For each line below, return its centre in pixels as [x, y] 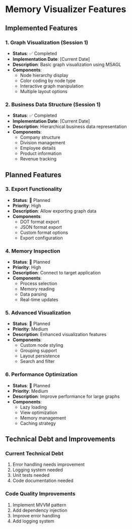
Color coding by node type [48, 80]
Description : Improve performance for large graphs [66, 396]
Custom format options [44, 232]
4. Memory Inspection [33, 251]
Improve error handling [36, 515]
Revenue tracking [38, 159]
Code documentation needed [43, 481]
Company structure [40, 137]
